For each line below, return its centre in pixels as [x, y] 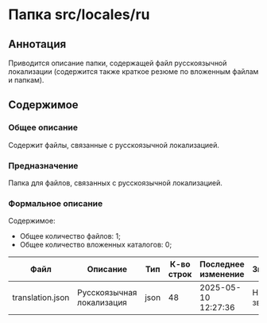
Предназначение [43, 165]
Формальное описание [56, 203]
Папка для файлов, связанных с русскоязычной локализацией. [115, 183]
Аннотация [37, 44]
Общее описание [43, 127]
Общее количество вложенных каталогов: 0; [96, 245]
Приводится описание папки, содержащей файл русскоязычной [118, 63]
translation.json [41, 298]
